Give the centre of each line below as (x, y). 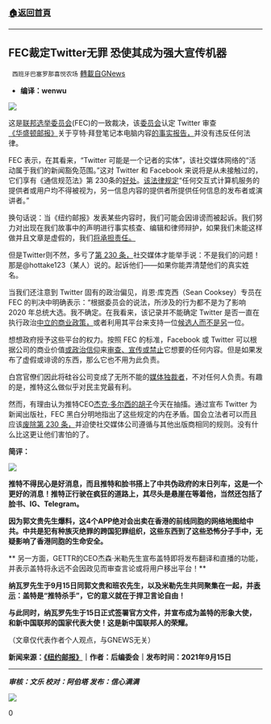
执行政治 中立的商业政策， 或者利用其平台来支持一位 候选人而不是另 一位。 (128, 322)
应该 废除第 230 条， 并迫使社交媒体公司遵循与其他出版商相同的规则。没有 (130, 424)
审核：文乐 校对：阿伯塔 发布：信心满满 (74, 682)
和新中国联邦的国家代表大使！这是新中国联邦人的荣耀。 (100, 623)
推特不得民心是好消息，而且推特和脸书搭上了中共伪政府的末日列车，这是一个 (135, 484)
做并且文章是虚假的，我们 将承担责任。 (72, 238)
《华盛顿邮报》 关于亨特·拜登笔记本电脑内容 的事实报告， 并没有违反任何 (126, 133)
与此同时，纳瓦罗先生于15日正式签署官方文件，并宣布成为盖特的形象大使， (132, 613)
